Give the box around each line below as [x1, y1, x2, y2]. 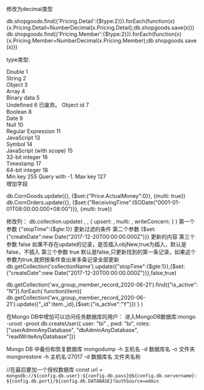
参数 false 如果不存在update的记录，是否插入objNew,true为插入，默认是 [6, 241, 187, 248]
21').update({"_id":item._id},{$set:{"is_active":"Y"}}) [6, 300, 136, 308]
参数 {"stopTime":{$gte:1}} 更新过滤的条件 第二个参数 [6, 225, 140, 233]
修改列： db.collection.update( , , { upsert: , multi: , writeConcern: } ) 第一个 [6, 218, 195, 225]
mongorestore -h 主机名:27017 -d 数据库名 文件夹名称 [6, 353, 141, 360]
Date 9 [6, 115, 23, 122]
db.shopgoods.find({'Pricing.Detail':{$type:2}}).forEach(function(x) [6, 18, 175, 24]
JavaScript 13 [6, 134, 41, 141]
